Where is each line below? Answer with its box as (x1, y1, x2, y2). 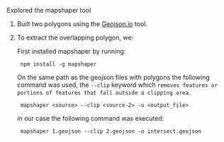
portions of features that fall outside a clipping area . (16, 88, 191, 96)
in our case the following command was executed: (16, 114, 164, 122)
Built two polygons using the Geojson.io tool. (16, 20, 148, 28)
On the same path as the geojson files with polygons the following (16, 73, 210, 81)
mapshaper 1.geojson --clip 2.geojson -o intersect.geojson (20, 128, 202, 135)
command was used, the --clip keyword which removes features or (16, 81, 218, 89)
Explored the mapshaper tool (6, 6, 91, 14)
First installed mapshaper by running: (16, 47, 126, 55)
